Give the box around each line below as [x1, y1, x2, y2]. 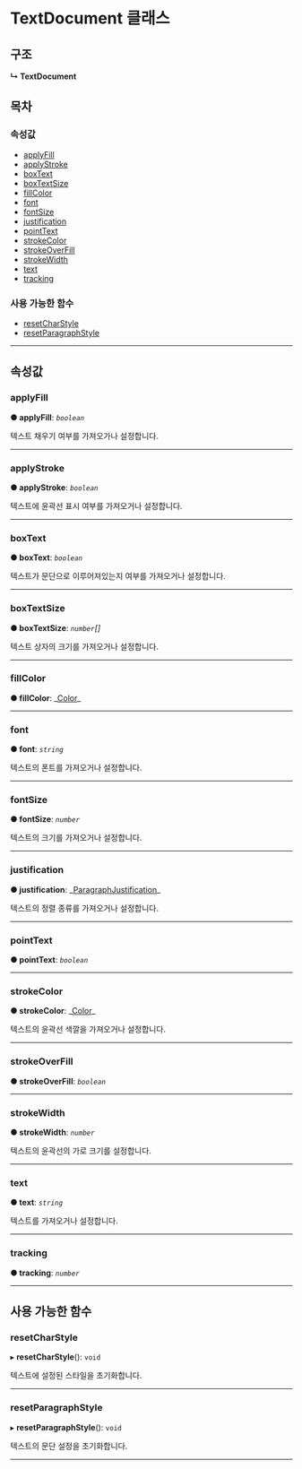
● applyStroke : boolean [10, 481, 99, 493]
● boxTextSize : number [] [10, 622, 101, 633]
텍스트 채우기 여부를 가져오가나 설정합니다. [10, 430, 160, 441]
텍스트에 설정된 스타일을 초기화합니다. [10, 1370, 142, 1381]
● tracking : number [10, 1267, 80, 1278]
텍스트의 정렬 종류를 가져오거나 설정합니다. [10, 903, 160, 913]
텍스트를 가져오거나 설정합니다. [10, 1215, 119, 1226]
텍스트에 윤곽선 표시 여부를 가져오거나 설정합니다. [10, 500, 183, 511]
